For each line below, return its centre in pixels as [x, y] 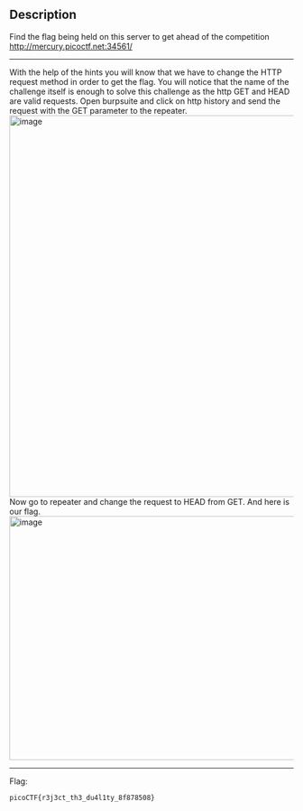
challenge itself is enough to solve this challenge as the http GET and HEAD [150, 91]
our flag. [25, 511]
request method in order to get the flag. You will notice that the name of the [149, 81]
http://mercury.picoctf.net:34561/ [71, 46]
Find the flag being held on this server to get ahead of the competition [140, 36]
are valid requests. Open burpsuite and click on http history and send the [145, 101]
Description [43, 15]
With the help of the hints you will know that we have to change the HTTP [146, 72]
